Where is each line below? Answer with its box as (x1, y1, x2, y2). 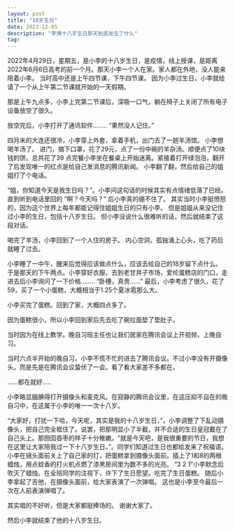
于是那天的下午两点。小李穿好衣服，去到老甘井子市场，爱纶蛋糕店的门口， (7, 268, 222, 277)
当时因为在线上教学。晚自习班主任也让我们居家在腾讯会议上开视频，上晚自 (7, 331, 222, 339)
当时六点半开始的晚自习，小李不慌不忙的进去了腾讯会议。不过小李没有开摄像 (7, 354, 228, 363)
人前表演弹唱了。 (19, 486, 69, 495)
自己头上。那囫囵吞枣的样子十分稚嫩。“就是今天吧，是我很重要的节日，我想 (7, 434, 225, 442)
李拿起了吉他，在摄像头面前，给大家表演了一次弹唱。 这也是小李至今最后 (7, 478, 218, 486)
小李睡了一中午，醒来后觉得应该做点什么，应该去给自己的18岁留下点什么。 (7, 260, 222, 268)
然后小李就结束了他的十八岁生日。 (7, 516, 106, 525)
